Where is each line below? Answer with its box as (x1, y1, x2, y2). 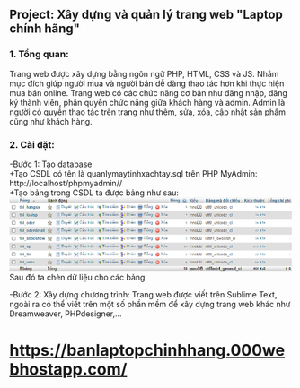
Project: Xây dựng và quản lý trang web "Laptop (9, 7, 283, 22)
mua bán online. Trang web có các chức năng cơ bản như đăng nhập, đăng (9, 87, 287, 98)
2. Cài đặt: (9, 138, 56, 151)
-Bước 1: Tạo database (9, 159, 93, 169)
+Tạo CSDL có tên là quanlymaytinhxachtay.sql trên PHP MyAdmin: (9, 168, 258, 178)
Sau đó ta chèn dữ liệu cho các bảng (9, 272, 146, 283)
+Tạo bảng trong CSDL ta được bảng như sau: (9, 187, 180, 198)
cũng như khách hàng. (9, 116, 93, 126)
